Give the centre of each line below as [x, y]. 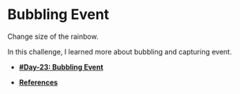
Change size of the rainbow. [53, 36]
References [38, 82]
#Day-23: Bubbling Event [61, 67]
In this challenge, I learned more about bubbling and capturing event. [120, 51]
